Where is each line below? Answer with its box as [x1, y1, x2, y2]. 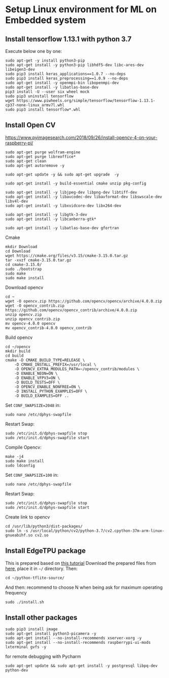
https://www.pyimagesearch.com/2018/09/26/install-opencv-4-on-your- [5, 134, 158, 141]
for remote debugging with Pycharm [5, 654, 81, 660]
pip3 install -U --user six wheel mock [5, 89, 90, 94]
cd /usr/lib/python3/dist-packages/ [5, 524, 83, 529]
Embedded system [5, 14, 86, 26]
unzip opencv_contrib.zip [5, 316, 60, 321]
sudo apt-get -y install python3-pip [5, 58, 85, 63]
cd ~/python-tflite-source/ [5, 575, 65, 580]
